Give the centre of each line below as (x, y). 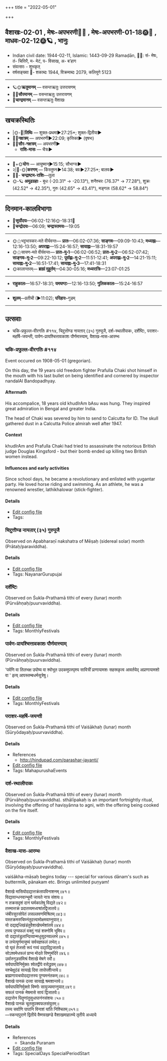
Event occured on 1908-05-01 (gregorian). (48, 360)
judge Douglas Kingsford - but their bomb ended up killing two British (76, 451)
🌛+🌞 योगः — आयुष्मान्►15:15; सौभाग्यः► (47, 164)
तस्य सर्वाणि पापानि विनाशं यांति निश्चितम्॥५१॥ (42, 1009)
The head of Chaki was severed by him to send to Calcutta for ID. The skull (82, 418)
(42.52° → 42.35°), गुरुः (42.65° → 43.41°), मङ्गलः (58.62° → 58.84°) (80, 188)
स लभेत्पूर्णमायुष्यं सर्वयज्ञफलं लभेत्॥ (33, 942)
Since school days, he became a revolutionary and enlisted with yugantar (80, 479)
